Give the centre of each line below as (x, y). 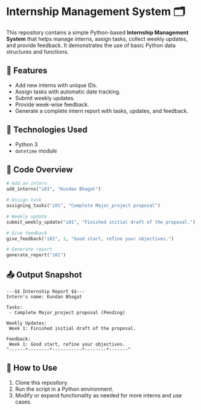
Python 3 (26, 144)
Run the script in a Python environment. (64, 389)
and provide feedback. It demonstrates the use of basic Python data (91, 45)
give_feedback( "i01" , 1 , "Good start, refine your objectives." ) (90, 239)
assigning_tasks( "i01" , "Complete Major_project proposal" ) (84, 206)
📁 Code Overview (40, 169)
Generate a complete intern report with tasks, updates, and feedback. (102, 111)
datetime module (36, 151)
